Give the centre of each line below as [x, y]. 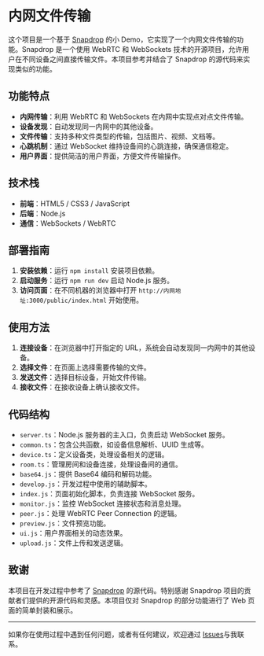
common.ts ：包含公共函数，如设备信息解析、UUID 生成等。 [114, 444]
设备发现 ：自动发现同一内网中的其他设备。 [88, 126]
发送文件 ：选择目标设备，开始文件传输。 [85, 378]
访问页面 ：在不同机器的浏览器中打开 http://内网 [97, 290]
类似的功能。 [35, 68]
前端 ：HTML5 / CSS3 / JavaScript [75, 203]
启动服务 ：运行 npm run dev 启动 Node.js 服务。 [97, 281]
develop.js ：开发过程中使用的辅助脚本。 [85, 484]
